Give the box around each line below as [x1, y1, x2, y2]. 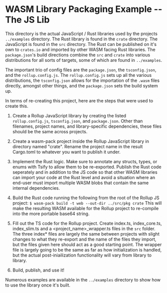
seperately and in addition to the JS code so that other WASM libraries [12, 169, 157, 175]
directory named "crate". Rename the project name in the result [12, 143, 143, 149]
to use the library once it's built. [5, 282, 70, 288]
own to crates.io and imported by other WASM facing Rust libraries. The [5, 46, 156, 52]
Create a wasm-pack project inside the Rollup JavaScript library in [12, 138, 149, 144]
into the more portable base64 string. [12, 211, 90, 217]
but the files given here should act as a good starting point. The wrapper [12, 241, 162, 248]
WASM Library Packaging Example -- [5, 3, 162, 15]
